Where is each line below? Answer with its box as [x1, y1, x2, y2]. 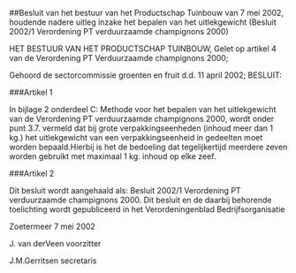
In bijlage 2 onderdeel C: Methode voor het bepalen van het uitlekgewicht [9, 104, 277, 114]
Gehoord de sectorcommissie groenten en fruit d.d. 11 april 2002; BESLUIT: [9, 70, 283, 80]
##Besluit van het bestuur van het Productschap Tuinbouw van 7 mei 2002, [9, 8, 285, 18]
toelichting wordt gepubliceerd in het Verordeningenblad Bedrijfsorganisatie [9, 204, 285, 215]
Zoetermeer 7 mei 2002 [9, 221, 95, 231]
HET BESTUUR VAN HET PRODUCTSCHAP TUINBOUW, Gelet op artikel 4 [9, 43, 277, 54]
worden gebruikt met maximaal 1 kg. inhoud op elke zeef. [9, 151, 216, 162]
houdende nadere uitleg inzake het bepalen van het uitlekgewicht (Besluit [9, 17, 277, 27]
